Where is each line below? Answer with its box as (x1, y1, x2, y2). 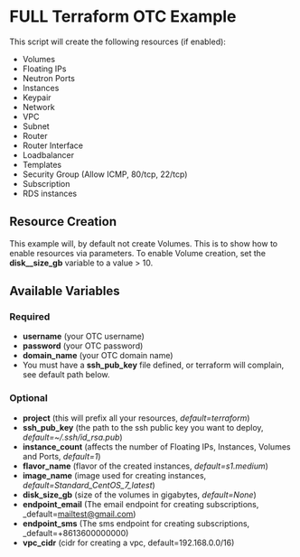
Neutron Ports (22, 72, 75, 83)
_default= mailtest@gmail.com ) (22, 508, 136, 519)
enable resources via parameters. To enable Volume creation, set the (9, 247, 267, 258)
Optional (9, 392, 48, 404)
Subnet (22, 120, 50, 132)
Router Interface (22, 140, 84, 151)
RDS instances (22, 188, 78, 199)
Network (22, 101, 56, 112)
